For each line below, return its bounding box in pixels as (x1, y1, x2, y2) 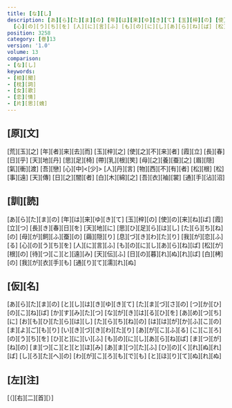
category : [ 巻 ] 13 (7, 36, 57, 43)
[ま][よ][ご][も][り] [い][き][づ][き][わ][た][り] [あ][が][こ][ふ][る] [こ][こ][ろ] (7, 326, 222, 334)
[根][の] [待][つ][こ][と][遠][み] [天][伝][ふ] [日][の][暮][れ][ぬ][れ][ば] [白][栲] (7, 250, 224, 258)
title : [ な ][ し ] (7, 10, 52, 17)
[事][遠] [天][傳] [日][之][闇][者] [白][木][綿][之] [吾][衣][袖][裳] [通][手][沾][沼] (7, 173, 225, 181)
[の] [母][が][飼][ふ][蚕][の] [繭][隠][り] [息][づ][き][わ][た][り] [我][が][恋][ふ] (7, 232, 224, 241)
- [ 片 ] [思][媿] (7, 100, 48, 107)
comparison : (7, 55, 41, 62)
